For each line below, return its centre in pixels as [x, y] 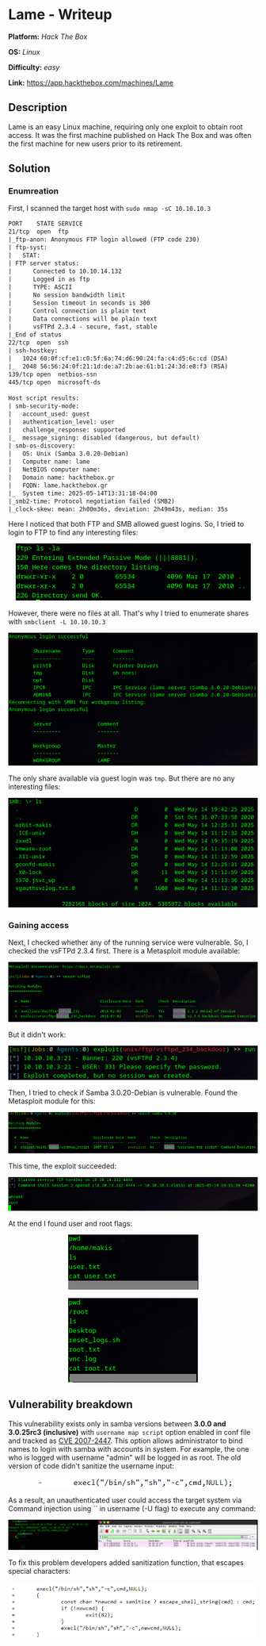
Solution [29, 169]
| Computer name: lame [49, 462]
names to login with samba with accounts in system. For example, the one [129, 1448]
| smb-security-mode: [44, 406]
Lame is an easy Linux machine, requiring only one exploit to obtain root [125, 127]
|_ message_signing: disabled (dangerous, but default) [104, 438]
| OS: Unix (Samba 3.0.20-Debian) [68, 454]
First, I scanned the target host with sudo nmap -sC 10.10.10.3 [110, 209]
